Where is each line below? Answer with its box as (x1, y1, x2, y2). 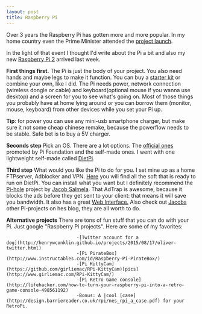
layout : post (6, 8, 39, 15)
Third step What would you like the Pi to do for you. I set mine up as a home (6, 166, 195, 174)
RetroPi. (6, 303, 28, 309)
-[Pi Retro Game (76, 277, 118, 283)
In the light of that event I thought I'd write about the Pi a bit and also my (6, 49, 186, 56)
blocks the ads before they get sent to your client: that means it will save (6, 192, 186, 199)
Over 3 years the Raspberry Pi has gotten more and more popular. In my (6, 31, 185, 38)
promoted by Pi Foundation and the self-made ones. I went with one (6, 148, 175, 155)
